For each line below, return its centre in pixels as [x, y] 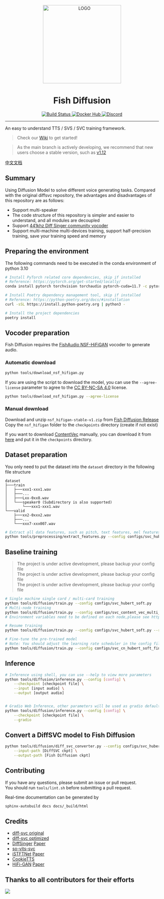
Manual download [27, 409]
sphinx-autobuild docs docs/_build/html [47, 806]
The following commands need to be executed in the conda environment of [81, 263]
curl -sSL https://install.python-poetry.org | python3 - [65, 304]
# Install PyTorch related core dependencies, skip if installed [73, 277]
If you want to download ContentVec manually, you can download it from [78, 434]
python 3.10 [17, 268]
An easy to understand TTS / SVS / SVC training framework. [65, 128]
